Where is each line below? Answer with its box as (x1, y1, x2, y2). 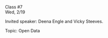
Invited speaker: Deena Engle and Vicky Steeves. (5, 19, 104, 24)
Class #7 (5, 4, 23, 10)
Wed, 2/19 (5, 9, 25, 15)
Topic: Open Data (5, 28, 40, 33)
